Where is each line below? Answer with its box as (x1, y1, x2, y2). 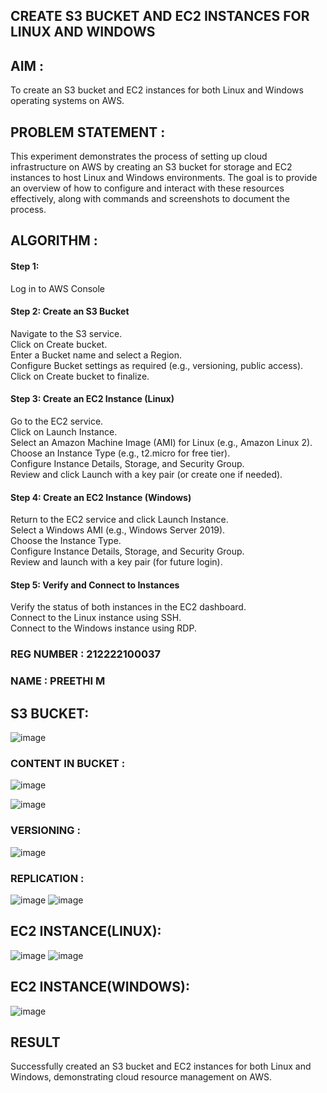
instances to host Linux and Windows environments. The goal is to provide (10, 172, 318, 184)
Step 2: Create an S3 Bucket (10, 305, 130, 318)
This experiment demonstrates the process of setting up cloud (10, 150, 268, 163)
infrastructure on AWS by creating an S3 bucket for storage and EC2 (10, 161, 293, 173)
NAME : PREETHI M (10, 674, 106, 688)
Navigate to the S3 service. (10, 327, 123, 339)
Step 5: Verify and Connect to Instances (10, 579, 180, 591)
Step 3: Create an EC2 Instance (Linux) (10, 393, 175, 405)
